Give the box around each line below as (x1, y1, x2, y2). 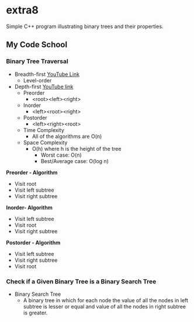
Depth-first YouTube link (14, 83, 74, 90)
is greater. (23, 309, 48, 316)
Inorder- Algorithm (6, 204, 53, 211)
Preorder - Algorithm (6, 169, 58, 176)
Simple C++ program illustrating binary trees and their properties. (6, 23, 164, 30)
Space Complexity (23, 139, 68, 146)
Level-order (23, 77, 52, 84)
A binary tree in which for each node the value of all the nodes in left (23, 296, 189, 304)
